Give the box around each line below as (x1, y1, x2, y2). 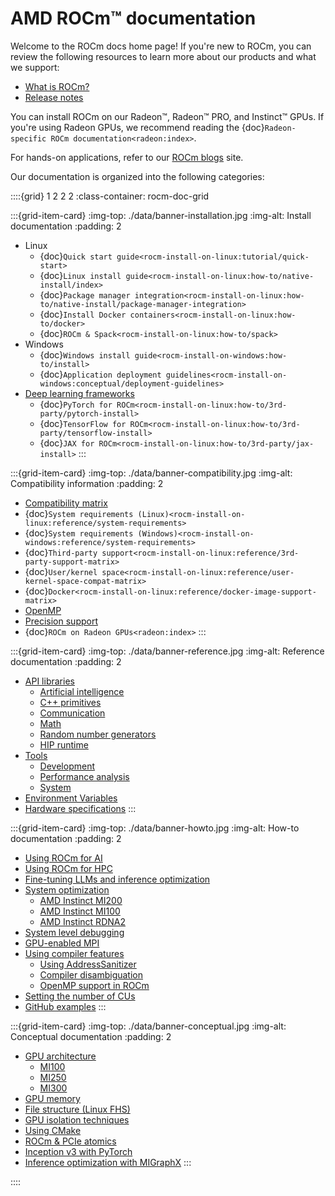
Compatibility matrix (24, 497, 108, 509)
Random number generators (39, 728, 157, 740)
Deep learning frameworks (24, 387, 135, 399)
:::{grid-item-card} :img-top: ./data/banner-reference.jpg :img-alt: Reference (10, 645, 325, 657)
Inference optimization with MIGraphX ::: (24, 1156, 192, 1168)
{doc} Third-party (24, 546, 98, 558)
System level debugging (24, 926, 125, 938)
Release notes (24, 91, 84, 103)
